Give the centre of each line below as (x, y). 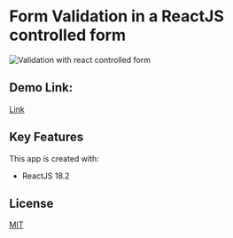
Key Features (47, 137)
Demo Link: (41, 87)
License (31, 203)
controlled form (68, 35)
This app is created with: (54, 158)
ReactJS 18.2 (46, 176)
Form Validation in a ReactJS (116, 16)
